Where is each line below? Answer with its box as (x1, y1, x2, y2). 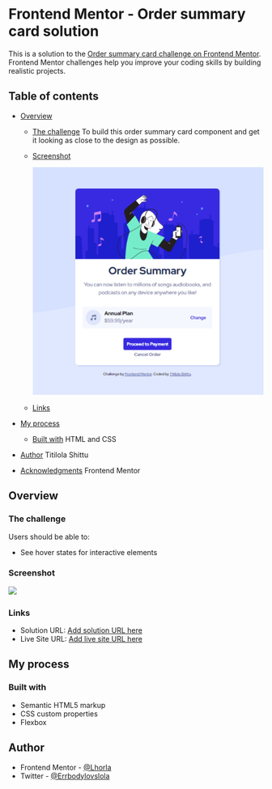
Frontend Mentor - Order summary (8, 5, 246, 23)
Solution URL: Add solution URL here (19, 626, 143, 635)
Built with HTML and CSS (32, 434, 117, 443)
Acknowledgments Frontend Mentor (19, 465, 141, 475)
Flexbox (19, 717, 47, 727)
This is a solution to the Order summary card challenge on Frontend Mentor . (8, 49, 261, 58)
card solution (8, 22, 100, 40)
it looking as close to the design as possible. (32, 135, 181, 145)
